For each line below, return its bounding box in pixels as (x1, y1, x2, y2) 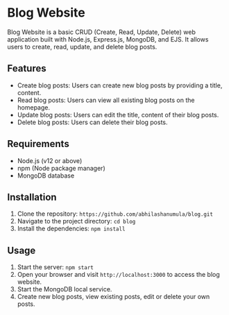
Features (7, 62, 46, 74)
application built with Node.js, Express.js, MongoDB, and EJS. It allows (7, 35, 209, 43)
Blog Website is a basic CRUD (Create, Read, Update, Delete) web (7, 28, 196, 36)
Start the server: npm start (17, 263, 94, 271)
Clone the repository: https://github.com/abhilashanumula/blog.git (17, 210, 214, 218)
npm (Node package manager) (17, 164, 105, 172)
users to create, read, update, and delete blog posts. (7, 42, 158, 51)
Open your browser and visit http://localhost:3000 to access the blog (17, 271, 220, 279)
